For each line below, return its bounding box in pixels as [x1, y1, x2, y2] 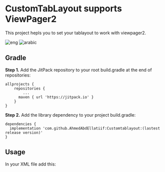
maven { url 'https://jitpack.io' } [18, 94, 94, 99]
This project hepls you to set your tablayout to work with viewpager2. [5, 30, 147, 36]
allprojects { [5, 82, 35, 86]
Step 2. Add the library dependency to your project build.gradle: [5, 112, 136, 118]
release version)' [5, 130, 43, 135]
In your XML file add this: [5, 161, 56, 167]
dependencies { [5, 122, 37, 127]
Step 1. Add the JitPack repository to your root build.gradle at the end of [5, 67, 152, 73]
